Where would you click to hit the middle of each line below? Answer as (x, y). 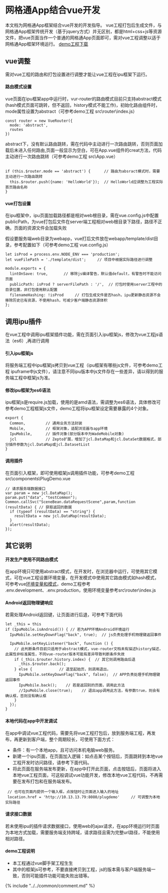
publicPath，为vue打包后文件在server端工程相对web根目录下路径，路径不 (81, 222)
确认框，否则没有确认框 (26, 696)
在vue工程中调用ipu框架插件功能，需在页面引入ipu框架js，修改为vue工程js (82, 334)
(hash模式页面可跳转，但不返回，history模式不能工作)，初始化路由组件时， (83, 105)
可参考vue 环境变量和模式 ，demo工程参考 (48, 584)
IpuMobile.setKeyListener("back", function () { (61, 644)
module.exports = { (26, 269)
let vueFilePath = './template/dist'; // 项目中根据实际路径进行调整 (79, 260)
